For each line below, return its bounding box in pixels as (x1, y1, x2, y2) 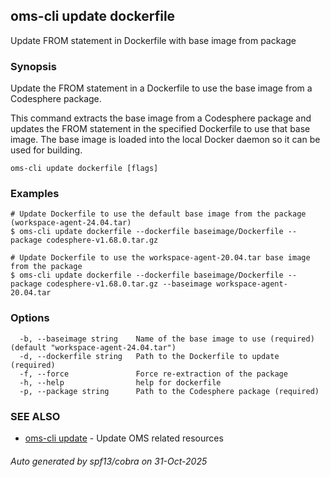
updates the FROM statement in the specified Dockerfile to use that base (10, 123, 311, 135)
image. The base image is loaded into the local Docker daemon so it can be (10, 134, 321, 146)
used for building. (10, 144, 83, 156)
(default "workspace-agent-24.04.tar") (10, 342, 177, 353)
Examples (10, 187, 60, 201)
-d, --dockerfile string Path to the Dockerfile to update (19, 351, 280, 361)
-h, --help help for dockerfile (19, 377, 222, 388)
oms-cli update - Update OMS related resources (24, 432, 224, 444)
